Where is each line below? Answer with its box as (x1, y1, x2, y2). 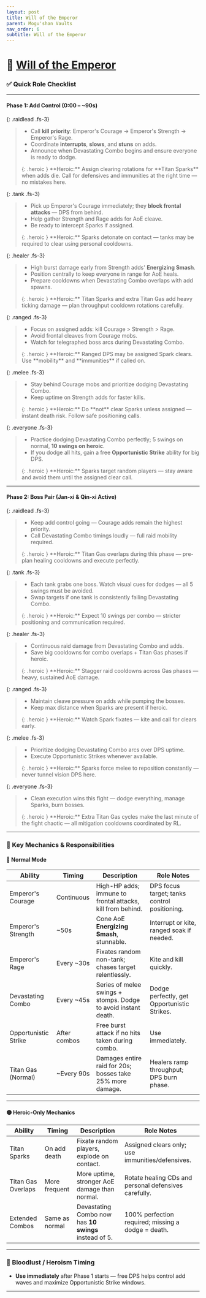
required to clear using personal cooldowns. (21, 240, 133, 247)
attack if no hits (96, 1029, 141, 1038)
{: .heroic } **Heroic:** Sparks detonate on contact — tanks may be (21, 233, 194, 241)
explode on (76, 1152, 109, 1161)
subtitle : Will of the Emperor (6, 32, 86, 38)
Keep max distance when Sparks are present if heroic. (30, 704, 168, 712)
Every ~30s (56, 959, 90, 968)
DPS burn (150, 1073, 178, 1082)
